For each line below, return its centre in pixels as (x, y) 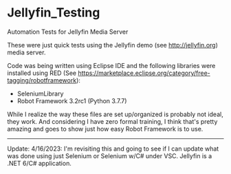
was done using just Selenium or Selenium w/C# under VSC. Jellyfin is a (109, 155)
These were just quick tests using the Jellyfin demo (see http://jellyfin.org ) (113, 45)
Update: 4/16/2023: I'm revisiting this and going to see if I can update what (113, 149)
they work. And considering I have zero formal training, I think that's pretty (112, 121)
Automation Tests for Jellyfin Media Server (68, 32)
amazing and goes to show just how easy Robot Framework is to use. (105, 129)
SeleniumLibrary (40, 94)
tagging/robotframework (42, 80)
